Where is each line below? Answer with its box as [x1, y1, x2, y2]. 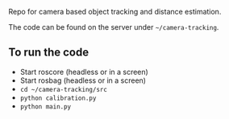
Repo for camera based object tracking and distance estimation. [8, 7, 222, 16]
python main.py [19, 102, 72, 111]
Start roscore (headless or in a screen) [19, 67, 149, 76]
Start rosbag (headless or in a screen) [19, 76, 147, 85]
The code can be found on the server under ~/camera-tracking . [8, 23, 219, 31]
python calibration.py [19, 94, 97, 102]
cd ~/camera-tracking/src [19, 85, 107, 93]
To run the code [8, 46, 90, 59]
